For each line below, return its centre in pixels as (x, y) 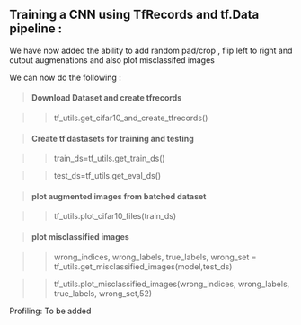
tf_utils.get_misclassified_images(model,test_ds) (143, 266)
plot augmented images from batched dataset (119, 196)
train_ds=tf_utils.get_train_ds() (109, 158)
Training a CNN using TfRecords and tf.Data (134, 15)
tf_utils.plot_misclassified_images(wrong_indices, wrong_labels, (172, 284)
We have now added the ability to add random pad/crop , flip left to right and (151, 50)
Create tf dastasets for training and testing (113, 138)
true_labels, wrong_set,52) (103, 293)
